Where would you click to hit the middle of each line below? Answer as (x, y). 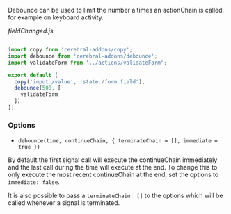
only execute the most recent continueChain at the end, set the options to (113, 175)
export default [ (33, 75)
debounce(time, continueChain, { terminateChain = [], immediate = (118, 141)
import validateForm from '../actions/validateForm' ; (88, 63)
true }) (29, 147)
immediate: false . (34, 182)
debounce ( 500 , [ (38, 88)
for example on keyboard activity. (56, 17)
